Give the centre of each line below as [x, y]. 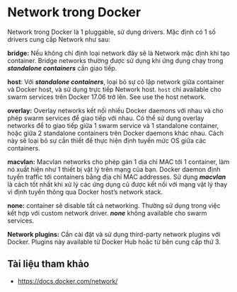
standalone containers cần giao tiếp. [62, 68]
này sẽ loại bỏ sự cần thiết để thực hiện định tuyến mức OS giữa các [107, 140]
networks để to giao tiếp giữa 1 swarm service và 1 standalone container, [113, 125]
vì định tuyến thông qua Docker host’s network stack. [85, 192]
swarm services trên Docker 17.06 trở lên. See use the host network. [107, 97]
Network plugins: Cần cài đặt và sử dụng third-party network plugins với [114, 234]
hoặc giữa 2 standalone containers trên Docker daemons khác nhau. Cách [116, 133]
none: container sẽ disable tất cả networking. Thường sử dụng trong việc [114, 205]
